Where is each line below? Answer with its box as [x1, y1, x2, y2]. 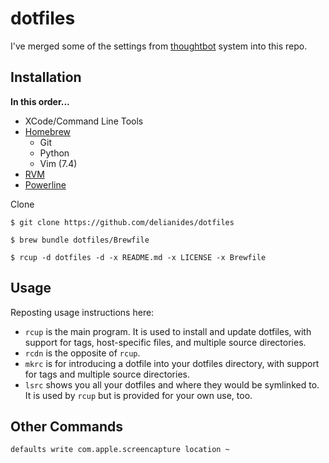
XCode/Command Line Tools [24, 115, 144, 127]
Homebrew [24, 125, 71, 137]
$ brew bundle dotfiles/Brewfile [10, 235, 150, 245]
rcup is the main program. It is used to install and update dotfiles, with [24, 325, 312, 337]
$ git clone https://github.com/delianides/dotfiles [10, 217, 235, 227]
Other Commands [10, 418, 124, 435]
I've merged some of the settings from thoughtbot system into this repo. [10, 40, 308, 52]
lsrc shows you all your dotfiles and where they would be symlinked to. [24, 378, 320, 391]
